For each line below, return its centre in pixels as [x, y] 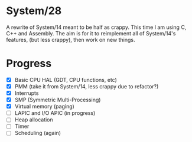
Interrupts [27, 93]
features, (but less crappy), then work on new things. [71, 39]
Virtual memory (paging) [45, 107]
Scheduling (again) [38, 133]
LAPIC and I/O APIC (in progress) [55, 113]
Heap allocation [34, 120]
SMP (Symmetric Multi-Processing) [58, 100]
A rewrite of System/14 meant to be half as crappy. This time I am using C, [96, 27]
